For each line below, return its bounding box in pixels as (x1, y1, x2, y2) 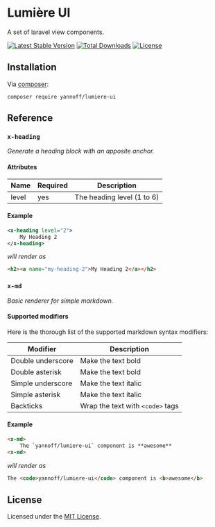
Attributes (7, 163, 37, 172)
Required (37, 181, 68, 190)
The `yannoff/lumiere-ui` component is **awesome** (19, 442, 172, 449)
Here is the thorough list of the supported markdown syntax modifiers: (7, 328, 209, 336)
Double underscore (10, 355, 74, 365)
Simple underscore (10, 378, 73, 388)
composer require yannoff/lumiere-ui (7, 93, 117, 100)
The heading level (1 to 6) (74, 192, 160, 202)
